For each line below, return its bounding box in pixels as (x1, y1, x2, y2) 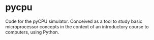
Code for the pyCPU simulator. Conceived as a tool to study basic (5, 18, 143, 24)
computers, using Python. (5, 29, 59, 35)
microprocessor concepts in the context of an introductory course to (5, 23, 149, 29)
